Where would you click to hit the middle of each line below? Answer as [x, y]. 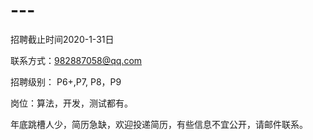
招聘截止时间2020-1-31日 [62, 39]
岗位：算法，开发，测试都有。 [71, 103]
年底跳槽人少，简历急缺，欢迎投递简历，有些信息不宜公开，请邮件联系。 [159, 124]
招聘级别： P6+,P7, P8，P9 [66, 81]
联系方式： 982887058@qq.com [76, 60]
